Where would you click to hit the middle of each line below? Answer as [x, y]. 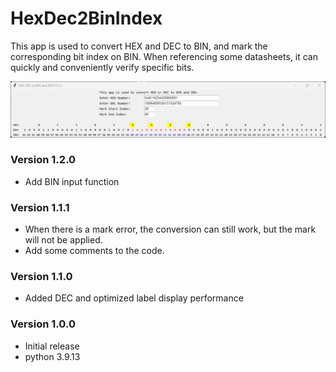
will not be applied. [63, 240]
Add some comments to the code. [94, 251]
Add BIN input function [72, 181]
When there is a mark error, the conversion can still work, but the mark [170, 229]
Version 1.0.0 [43, 324]
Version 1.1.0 [41, 277]
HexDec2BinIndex [86, 18]
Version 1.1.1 [40, 207]
